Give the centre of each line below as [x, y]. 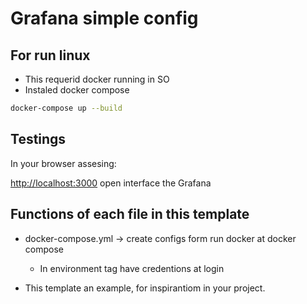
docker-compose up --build [66, 108]
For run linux [50, 55]
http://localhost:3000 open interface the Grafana [111, 183]
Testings [38, 139]
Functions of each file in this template [130, 214]
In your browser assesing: [63, 163]
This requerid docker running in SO [97, 79]
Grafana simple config [104, 18]
